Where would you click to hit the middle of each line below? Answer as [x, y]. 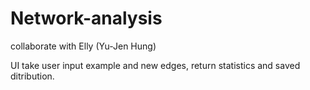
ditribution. [32, 76]
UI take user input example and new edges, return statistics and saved [155, 65]
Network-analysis [86, 18]
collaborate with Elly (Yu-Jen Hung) [83, 46]
